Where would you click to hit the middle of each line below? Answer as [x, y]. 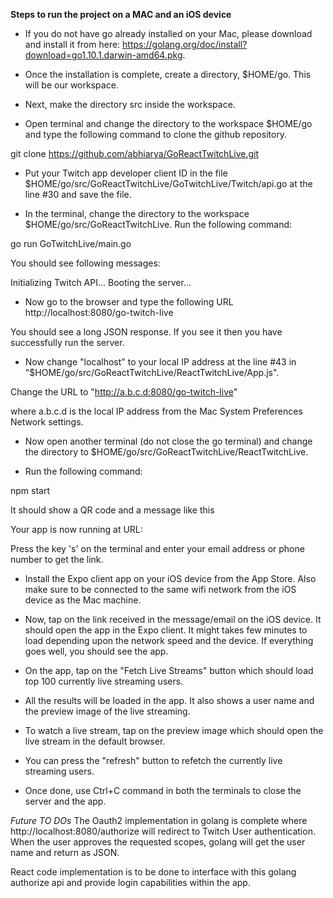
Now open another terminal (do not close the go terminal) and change [168, 441]
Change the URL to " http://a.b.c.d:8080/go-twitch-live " [124, 392]
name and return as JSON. [65, 852]
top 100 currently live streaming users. [104, 681]
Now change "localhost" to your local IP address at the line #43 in [160, 362]
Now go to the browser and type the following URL [129, 302]
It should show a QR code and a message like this [112, 510]
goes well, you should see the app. [96, 651]
